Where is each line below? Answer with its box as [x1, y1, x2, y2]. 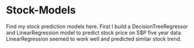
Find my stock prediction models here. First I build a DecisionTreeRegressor [6, 23, 188, 30]
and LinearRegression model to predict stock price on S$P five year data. [6, 29, 183, 36]
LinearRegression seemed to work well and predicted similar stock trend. [6, 35, 182, 42]
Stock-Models [6, 4, 76, 17]
